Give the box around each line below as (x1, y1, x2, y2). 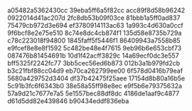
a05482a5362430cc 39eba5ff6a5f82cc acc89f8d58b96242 (7, 6, 186, 14)
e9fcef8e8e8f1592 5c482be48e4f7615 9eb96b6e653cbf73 (7, 44, 182, 52)
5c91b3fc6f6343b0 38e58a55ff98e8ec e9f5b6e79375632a (7, 82, 183, 90)
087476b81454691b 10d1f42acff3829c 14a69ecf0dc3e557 (7, 51, 179, 60)
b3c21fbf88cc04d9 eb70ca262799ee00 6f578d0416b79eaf (7, 67, 183, 75)
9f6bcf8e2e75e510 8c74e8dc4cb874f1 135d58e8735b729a (7, 28, 182, 37)
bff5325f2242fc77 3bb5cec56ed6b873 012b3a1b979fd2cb (7, 59, 180, 67)
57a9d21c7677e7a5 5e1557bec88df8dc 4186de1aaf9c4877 (7, 89, 180, 97)
